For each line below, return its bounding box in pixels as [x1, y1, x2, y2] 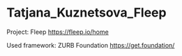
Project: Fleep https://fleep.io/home [6, 28, 109, 36]
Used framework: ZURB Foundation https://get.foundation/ [6, 41, 175, 49]
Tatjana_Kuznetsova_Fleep [6, 5, 167, 21]
